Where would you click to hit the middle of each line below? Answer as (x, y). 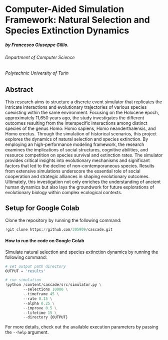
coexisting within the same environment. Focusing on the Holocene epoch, (82, 112)
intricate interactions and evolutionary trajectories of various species (76, 107)
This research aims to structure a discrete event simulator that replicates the (84, 102)
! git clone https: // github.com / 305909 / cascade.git (59, 229)
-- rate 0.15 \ (38, 299)
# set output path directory (35, 266)
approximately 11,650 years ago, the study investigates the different (75, 118)
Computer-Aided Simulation (65, 9)
